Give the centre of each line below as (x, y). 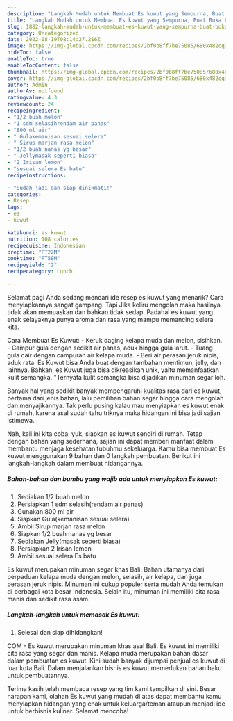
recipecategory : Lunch (40, 272)
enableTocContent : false (43, 65)
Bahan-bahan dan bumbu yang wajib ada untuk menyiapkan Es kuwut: (112, 479)
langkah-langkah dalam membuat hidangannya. (75, 463)
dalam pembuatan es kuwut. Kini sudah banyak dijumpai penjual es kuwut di (116, 661)
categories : (24, 194)
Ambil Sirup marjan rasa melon (61, 526)
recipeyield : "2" (32, 265)
